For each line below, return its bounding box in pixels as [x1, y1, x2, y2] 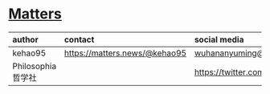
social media [194, 34, 244, 45]
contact [63, 34, 95, 45]
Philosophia [12, 60, 57, 72]
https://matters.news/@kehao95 [63, 47, 187, 59]
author [12, 34, 39, 45]
